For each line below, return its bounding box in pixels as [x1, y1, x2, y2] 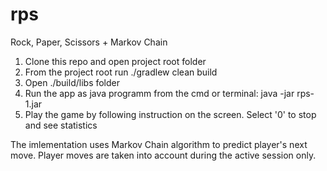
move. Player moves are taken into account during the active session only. [10, 149, 317, 161]
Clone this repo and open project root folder [24, 55, 207, 67]
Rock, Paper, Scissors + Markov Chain [10, 36, 168, 48]
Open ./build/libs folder [24, 76, 121, 88]
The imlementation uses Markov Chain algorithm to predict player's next [10, 138, 308, 150]
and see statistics [24, 119, 98, 131]
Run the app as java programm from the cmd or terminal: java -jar [24, 87, 295, 99]
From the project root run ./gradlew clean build [24, 66, 218, 78]
